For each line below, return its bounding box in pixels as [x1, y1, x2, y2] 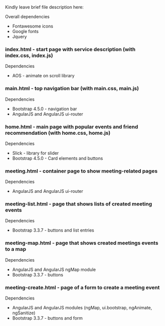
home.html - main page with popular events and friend [5, 123, 138, 130]
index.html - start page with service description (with [5, 46, 136, 53]
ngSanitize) [12, 310, 35, 316]
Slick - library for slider [12, 150, 59, 156]
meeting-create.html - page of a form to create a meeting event [5, 284, 160, 291]
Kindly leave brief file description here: [5, 4, 84, 10]
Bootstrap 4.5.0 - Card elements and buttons [12, 155, 103, 161]
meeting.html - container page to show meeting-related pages [5, 167, 158, 174]
